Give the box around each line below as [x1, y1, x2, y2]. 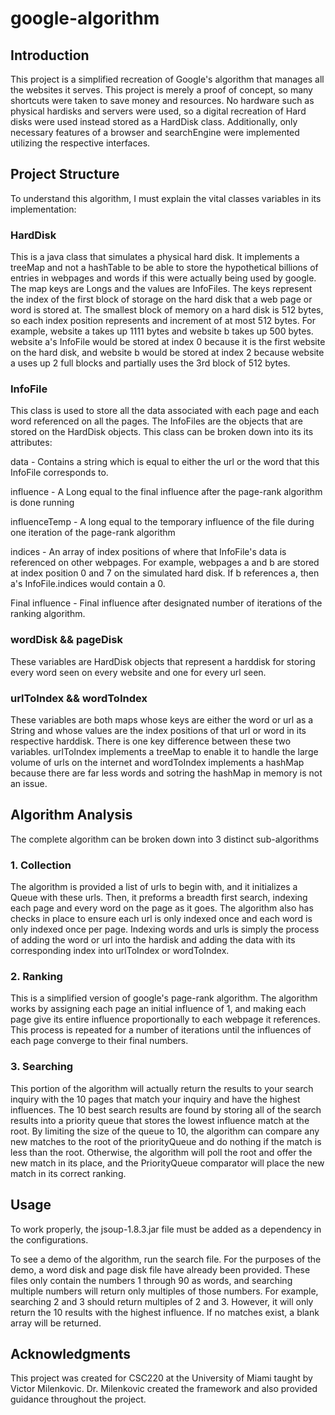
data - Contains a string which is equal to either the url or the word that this [10, 456, 320, 468]
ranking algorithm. [10, 608, 86, 620]
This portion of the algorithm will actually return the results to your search [10, 1082, 314, 1094]
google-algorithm [10, 7, 160, 30]
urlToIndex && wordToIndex [10, 691, 148, 705]
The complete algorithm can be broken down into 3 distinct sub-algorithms [10, 833, 320, 845]
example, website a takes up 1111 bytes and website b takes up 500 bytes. [10, 325, 314, 337]
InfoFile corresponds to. [10, 467, 109, 479]
